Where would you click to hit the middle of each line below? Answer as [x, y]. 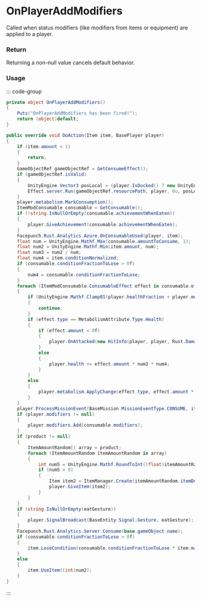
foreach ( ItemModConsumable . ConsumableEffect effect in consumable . [104, 286]
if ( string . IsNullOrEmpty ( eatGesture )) [67, 509]
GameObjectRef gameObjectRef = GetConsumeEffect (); [83, 169]
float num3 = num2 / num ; [49, 253]
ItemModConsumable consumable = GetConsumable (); [80, 208]
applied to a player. [30, 34]
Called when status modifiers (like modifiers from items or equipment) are [97, 28]
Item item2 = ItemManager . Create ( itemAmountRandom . [115, 481]
